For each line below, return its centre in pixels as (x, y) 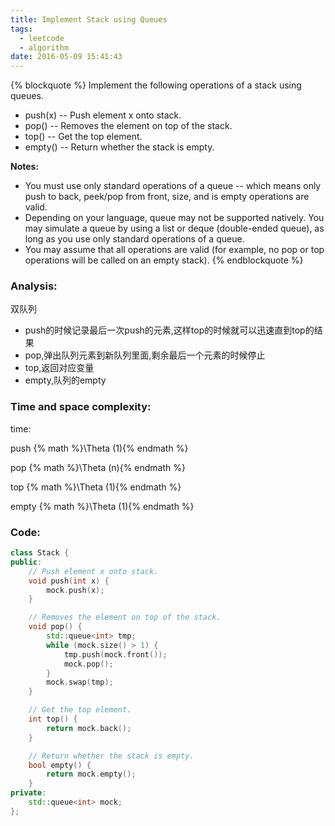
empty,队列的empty (65, 380)
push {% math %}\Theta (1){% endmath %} (99, 448)
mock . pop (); (88, 664)
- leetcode (42, 38)
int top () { (53, 719)
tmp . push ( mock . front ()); (115, 654)
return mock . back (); (89, 728)
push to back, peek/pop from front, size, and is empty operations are (167, 197)
